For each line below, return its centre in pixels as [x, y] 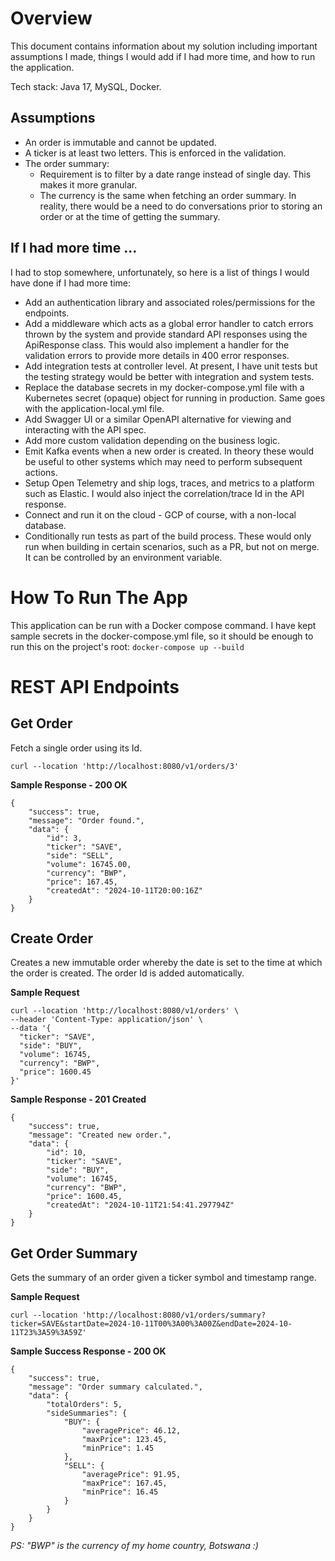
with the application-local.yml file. [94, 408]
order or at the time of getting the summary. [130, 216]
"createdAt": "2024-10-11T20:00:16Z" [124, 890]
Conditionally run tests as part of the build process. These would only [168, 536]
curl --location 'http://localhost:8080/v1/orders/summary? [138, 1315]
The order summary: [67, 163]
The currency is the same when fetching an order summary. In [168, 195]
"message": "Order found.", [86, 820]
